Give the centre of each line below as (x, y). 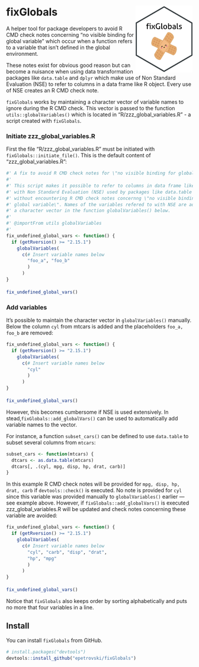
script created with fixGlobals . (44, 120)
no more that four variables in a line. (50, 607)
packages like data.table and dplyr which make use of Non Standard (91, 78)
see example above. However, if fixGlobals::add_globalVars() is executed (98, 503)
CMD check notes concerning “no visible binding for (70, 34)
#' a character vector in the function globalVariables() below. (88, 211)
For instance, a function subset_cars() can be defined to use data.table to (97, 436)
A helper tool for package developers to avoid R (64, 28)
